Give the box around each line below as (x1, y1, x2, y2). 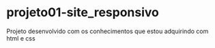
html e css (6, 34, 35, 42)
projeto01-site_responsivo (6, 5, 160, 20)
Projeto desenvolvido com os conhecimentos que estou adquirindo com (6, 27, 209, 35)
